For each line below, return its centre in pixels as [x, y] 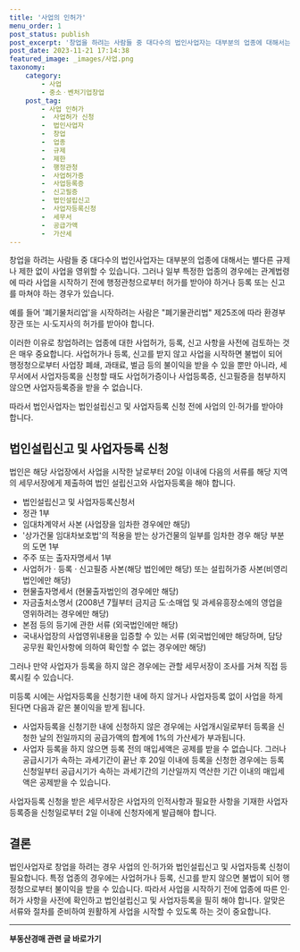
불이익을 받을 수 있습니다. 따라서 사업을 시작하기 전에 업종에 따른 [167, 889]
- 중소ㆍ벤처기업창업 [73, 92]
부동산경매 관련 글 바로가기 [55, 939]
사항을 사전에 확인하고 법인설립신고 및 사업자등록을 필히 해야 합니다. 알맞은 [155, 900]
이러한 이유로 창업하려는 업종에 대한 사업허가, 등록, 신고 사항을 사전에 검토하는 [145, 343]
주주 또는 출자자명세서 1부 [67, 558]
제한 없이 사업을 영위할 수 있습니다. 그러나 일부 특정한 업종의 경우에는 [138, 271]
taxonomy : [28, 68]
